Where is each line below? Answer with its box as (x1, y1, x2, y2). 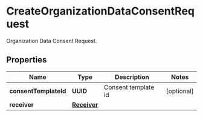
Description (114, 73, 150, 81)
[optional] (166, 87, 194, 95)
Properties (6, 55, 47, 65)
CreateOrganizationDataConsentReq (6, 4, 195, 18)
